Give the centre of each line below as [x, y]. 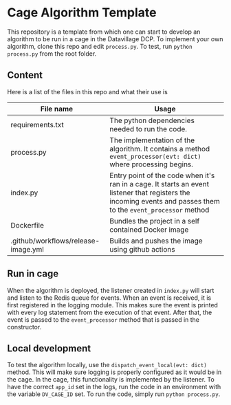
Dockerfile [27, 225]
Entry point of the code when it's [162, 175]
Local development [49, 348]
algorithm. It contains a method [160, 149]
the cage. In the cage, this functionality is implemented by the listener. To [111, 380]
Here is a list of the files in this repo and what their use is [88, 91]
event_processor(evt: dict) [155, 156]
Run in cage [33, 274]
